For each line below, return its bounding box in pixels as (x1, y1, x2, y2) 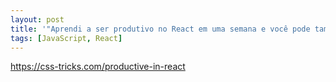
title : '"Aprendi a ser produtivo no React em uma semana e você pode (10, 24, 311, 34)
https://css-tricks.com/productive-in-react (10, 61, 186, 73)
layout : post (10, 14, 65, 25)
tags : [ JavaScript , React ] (10, 33, 123, 43)
